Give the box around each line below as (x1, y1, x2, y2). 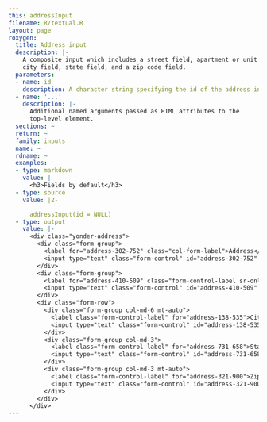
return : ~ (15, 129, 48, 137)
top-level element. (29, 115, 94, 123)
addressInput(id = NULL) (29, 210, 112, 218)
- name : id (15, 78, 52, 86)
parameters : (15, 71, 56, 79)
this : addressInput (8, 11, 73, 20)
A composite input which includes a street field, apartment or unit (22, 56, 258, 64)
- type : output (15, 217, 66, 226)
